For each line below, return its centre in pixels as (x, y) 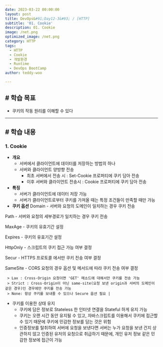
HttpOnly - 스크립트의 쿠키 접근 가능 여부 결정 (49, 247)
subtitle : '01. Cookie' (29, 23)
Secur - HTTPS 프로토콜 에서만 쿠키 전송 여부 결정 (53, 258)
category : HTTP (20, 41)
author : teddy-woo (24, 73)
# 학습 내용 (20, 132)
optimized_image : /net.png (32, 37)
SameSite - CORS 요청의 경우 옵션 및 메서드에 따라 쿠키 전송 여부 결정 (72, 268)
